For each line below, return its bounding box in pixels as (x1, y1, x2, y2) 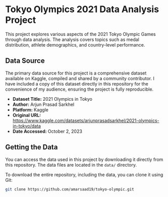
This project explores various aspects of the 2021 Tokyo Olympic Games (5, 31, 156, 37)
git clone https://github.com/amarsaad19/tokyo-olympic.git (5, 186, 135, 192)
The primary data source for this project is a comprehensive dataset (5, 70, 147, 76)
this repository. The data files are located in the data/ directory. (5, 162, 137, 168)
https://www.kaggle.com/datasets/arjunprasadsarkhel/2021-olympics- (12, 117, 160, 124)
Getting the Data (5, 143, 58, 151)
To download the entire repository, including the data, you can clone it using (5, 171, 163, 178)
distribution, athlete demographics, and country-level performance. (5, 42, 145, 48)
